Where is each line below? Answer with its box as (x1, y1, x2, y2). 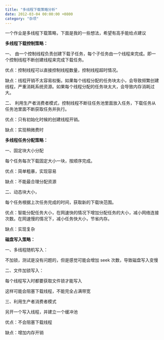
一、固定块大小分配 (5, 148, 44, 153)
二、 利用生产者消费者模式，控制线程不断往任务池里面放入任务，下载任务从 (5, 100, 156, 106)
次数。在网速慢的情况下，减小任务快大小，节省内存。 (5, 216, 112, 222)
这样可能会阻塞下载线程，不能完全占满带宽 (5, 288, 91, 294)
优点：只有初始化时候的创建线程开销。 (5, 116, 82, 122)
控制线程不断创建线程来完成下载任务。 (9, 57, 86, 63)
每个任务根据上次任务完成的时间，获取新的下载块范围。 (5, 199, 116, 205)
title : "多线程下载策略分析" (5, 7, 58, 12)
